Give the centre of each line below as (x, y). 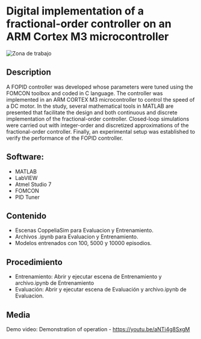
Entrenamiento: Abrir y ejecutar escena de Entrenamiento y (88, 277)
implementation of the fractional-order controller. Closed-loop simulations (98, 119)
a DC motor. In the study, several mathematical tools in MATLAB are (90, 106)
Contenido (26, 216)
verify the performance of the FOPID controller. (65, 138)
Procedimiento (35, 262)
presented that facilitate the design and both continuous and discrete (92, 112)
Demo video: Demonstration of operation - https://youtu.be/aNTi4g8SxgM (98, 329)
